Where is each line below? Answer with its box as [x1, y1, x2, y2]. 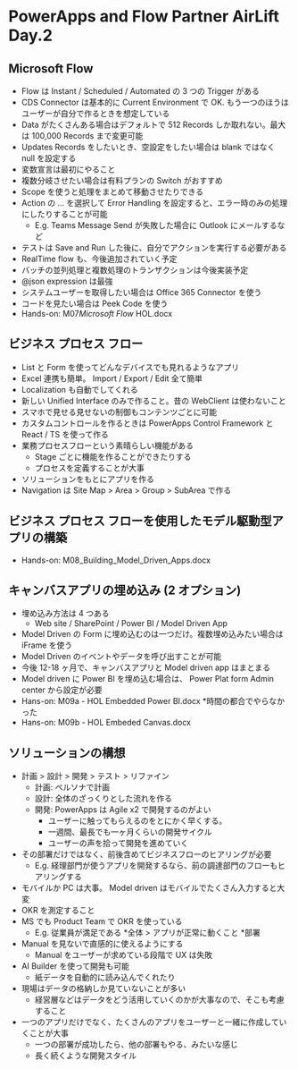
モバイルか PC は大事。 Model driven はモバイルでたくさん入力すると [21, 883, 277, 894]
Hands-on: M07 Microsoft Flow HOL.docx [21, 309, 173, 318]
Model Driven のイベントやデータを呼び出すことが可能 [21, 651, 222, 662]
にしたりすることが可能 [21, 208, 108, 219]
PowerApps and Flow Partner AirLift [8, 6, 280, 27]
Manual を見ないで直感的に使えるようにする [21, 938, 184, 949]
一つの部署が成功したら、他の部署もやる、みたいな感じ [34, 1039, 238, 1050]
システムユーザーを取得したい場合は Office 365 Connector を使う [21, 287, 262, 297]
